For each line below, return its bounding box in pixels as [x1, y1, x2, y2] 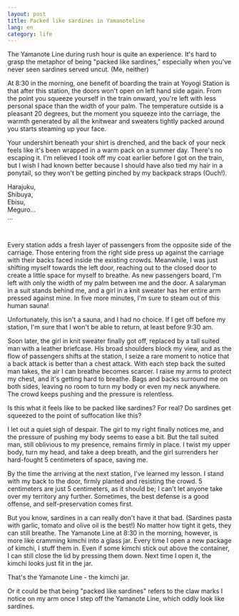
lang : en [7, 24, 34, 31]
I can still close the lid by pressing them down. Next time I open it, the [7, 552, 212, 560]
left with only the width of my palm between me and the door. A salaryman [7, 279, 227, 287]
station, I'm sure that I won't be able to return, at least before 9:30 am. [7, 323, 214, 332]
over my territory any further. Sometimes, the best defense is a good [7, 492, 209, 501]
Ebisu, [7, 198, 26, 207]
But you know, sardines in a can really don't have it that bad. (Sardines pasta [7, 514, 233, 522]
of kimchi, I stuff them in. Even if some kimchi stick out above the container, [7, 544, 230, 552]
